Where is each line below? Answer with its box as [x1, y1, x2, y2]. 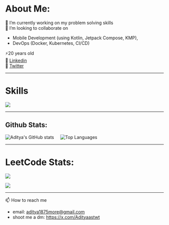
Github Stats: [5, 121, 48, 129]
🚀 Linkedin [5, 57, 27, 63]
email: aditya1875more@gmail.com [12, 208, 85, 214]
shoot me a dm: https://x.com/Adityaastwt [12, 214, 100, 220]
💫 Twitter [5, 62, 24, 68]
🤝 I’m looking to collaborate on [5, 25, 68, 31]
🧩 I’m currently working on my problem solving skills [5, 20, 114, 26]
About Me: [5, 3, 50, 15]
